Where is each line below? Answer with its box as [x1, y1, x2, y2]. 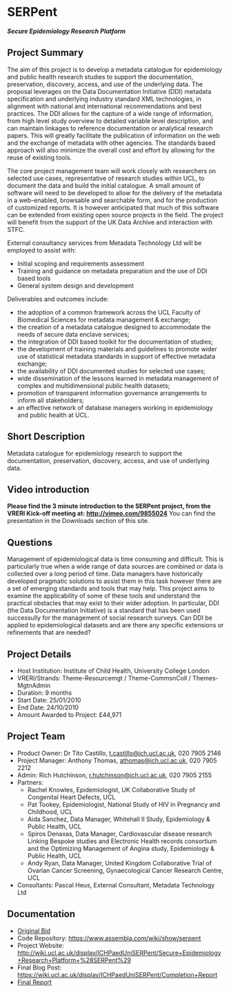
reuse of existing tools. [7, 153, 72, 161]
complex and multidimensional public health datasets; [17, 381, 170, 390]
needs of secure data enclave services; [17, 330, 130, 338]
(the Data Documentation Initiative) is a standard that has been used [7, 607, 201, 615]
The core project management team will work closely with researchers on [7, 166, 217, 175]
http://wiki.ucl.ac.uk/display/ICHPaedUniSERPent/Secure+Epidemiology [17, 948, 222, 956]
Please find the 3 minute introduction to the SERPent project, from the [7, 502, 212, 511]
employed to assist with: [7, 246, 77, 254]
